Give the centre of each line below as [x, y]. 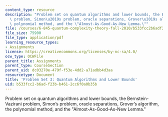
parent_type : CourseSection [34, 65]
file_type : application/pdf [34, 38]
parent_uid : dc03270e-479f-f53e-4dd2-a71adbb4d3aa [59, 70]
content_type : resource [30, 10]
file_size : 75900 [23, 33]
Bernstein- [138, 98]
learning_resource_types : [32, 42]
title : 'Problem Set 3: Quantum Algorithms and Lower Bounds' [71, 79]
